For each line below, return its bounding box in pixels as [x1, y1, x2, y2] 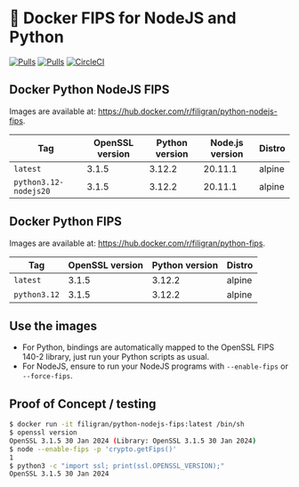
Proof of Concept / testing [9, 396, 157, 411]
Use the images [9, 318, 98, 333]
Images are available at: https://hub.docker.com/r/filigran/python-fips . [9, 238, 265, 248]
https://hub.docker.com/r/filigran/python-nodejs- [97, 106, 278, 117]
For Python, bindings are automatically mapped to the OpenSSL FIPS [21, 342, 274, 353]
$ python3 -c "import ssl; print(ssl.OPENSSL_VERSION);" [9, 461, 225, 470]
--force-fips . [21, 370, 73, 381]
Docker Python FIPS [9, 214, 123, 230]
